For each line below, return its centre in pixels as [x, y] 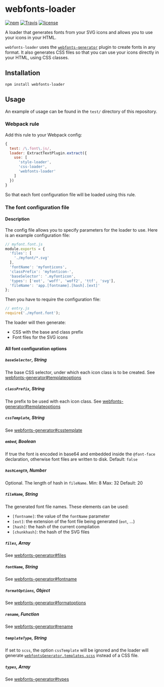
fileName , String [22, 494]
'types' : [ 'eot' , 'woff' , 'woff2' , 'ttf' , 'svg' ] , [63, 281]
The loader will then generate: [35, 323]
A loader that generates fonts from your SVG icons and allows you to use [79, 32]
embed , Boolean [20, 442]
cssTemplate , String [25, 418]
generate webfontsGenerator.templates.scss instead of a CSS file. [72, 655]
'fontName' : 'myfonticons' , [38, 267]
